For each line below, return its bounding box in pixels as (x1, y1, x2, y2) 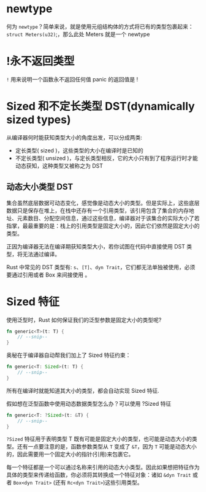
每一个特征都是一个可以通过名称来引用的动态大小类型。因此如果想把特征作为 (6, 464, 200, 471)
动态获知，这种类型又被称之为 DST (15, 162, 103, 170)
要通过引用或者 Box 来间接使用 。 (6, 271, 91, 278)
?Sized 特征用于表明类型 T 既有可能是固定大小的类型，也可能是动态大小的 (6, 435, 192, 442)
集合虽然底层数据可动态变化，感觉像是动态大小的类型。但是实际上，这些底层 (6, 199, 200, 206)
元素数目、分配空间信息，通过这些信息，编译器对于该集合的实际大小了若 (17, 214, 200, 222)
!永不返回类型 (6, 54, 75, 69)
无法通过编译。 (22, 250, 60, 258)
